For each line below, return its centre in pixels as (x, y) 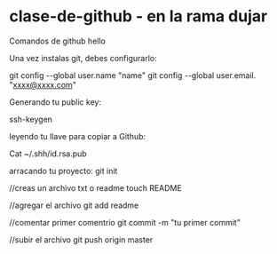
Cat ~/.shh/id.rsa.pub (48, 154)
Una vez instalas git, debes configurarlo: (83, 58)
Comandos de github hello (58, 41)
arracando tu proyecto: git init (63, 171)
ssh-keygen (31, 119)
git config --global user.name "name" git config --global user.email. (133, 75)
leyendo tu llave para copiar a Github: (78, 136)
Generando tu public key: (55, 102)
